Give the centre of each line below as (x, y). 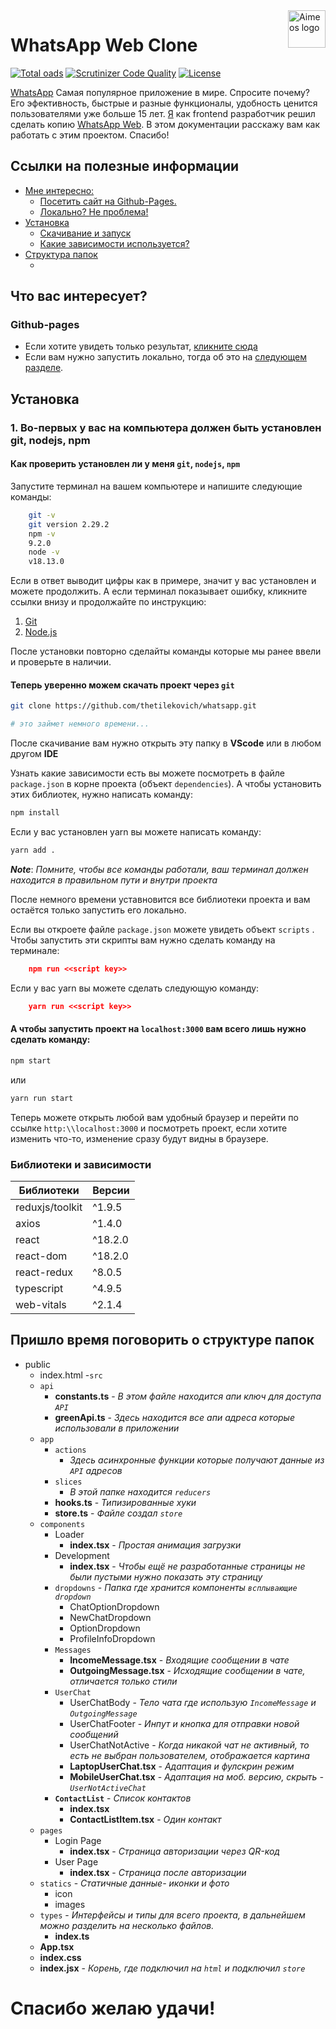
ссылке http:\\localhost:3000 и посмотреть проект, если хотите (149, 1128)
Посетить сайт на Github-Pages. (108, 201)
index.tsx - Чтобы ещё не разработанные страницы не (187, 1566)
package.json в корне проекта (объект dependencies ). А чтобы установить (166, 784)
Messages (73, 1650)
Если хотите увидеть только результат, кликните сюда (141, 346)
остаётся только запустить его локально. (98, 910)
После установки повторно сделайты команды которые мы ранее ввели (166, 651)
